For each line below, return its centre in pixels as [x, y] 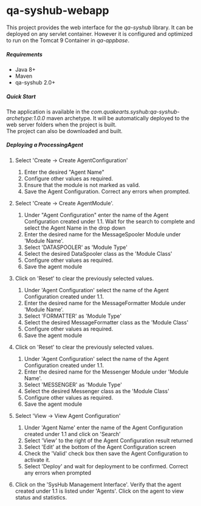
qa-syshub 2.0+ [35, 82]
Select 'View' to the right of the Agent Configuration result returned [108, 440]
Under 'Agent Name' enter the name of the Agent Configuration [104, 427]
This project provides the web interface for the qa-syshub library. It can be [100, 27]
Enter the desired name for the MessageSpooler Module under [102, 234]
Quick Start [21, 96]
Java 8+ [25, 69]
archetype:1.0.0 [26, 118]
